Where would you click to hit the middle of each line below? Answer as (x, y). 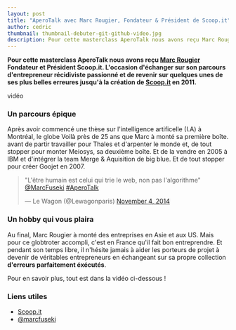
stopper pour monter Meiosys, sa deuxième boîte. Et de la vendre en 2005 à (118, 152)
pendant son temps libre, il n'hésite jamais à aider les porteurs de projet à (113, 249)
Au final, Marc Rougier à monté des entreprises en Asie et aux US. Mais (111, 235)
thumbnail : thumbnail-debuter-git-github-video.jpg (84, 33)
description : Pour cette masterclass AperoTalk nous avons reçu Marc (111, 40)
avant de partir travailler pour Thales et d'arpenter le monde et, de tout (110, 144)
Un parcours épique (42, 114)
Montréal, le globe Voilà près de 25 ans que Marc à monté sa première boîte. (118, 137)
